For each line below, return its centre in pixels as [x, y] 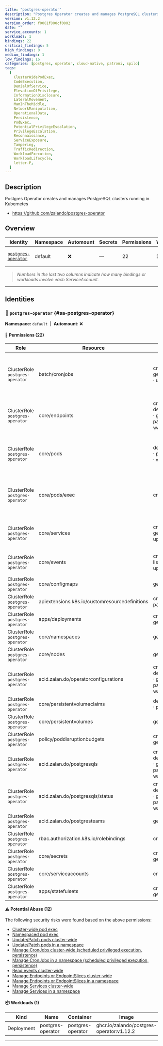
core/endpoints [56, 415]
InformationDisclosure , [38, 95]
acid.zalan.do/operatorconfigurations [81, 679]
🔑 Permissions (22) [25, 335]
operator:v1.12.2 [116, 1031]
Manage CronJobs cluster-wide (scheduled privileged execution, [77, 950]
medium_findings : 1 [25, 55]
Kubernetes [16, 204]
